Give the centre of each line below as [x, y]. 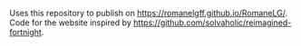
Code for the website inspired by [70, 23]
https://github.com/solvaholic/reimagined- [212, 23]
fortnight [26, 32]
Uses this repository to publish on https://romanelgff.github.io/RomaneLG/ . [149, 13]
